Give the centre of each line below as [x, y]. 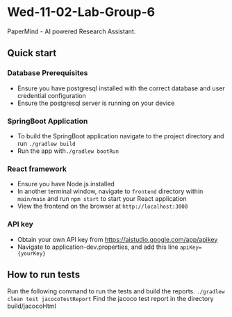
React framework [37, 169]
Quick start [32, 53]
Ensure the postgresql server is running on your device [96, 103]
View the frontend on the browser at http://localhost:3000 [102, 206]
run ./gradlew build [46, 143]
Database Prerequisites [48, 73]
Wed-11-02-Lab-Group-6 [81, 12]
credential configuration [52, 95]
